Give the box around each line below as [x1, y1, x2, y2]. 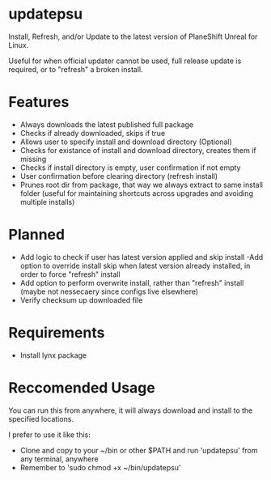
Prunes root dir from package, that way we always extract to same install [19, 180, 263, 189]
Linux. [8, 40, 29, 49]
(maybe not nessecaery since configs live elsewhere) [19, 287, 199, 296]
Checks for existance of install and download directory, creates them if [19, 145, 256, 155]
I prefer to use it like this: [8, 430, 91, 440]
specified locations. [8, 414, 74, 423]
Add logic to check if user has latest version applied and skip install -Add [19, 252, 264, 261]
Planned [8, 226, 66, 244]
